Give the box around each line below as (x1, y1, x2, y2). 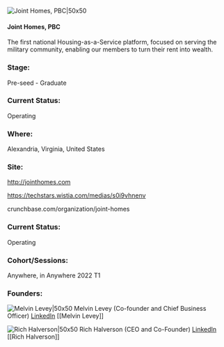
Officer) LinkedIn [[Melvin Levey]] (7, 312, 104, 320)
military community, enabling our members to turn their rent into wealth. (7, 45, 214, 54)
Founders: (7, 289, 43, 298)
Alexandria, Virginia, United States (7, 145, 106, 153)
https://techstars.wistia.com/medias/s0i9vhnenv (7, 191, 146, 200)
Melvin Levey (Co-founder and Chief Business (74, 305, 207, 313)
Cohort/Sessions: (7, 255, 68, 265)
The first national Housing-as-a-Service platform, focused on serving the (7, 38, 217, 47)
